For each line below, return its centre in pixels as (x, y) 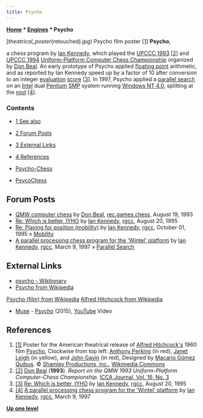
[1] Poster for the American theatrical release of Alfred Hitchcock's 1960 (106, 345)
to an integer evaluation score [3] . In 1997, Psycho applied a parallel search (101, 79)
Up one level (22, 409)
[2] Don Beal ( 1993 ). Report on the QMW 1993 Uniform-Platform (96, 371)
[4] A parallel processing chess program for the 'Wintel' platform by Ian (105, 390)
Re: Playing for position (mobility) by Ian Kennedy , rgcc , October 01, (100, 227)
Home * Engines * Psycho (40, 29)
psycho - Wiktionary (41, 280)
